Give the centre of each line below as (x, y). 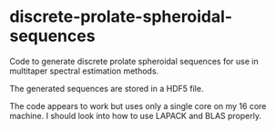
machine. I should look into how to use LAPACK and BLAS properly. (136, 115)
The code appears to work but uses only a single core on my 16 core (138, 105)
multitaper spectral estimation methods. (84, 71)
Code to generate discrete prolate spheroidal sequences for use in (134, 61)
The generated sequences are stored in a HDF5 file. (107, 88)
